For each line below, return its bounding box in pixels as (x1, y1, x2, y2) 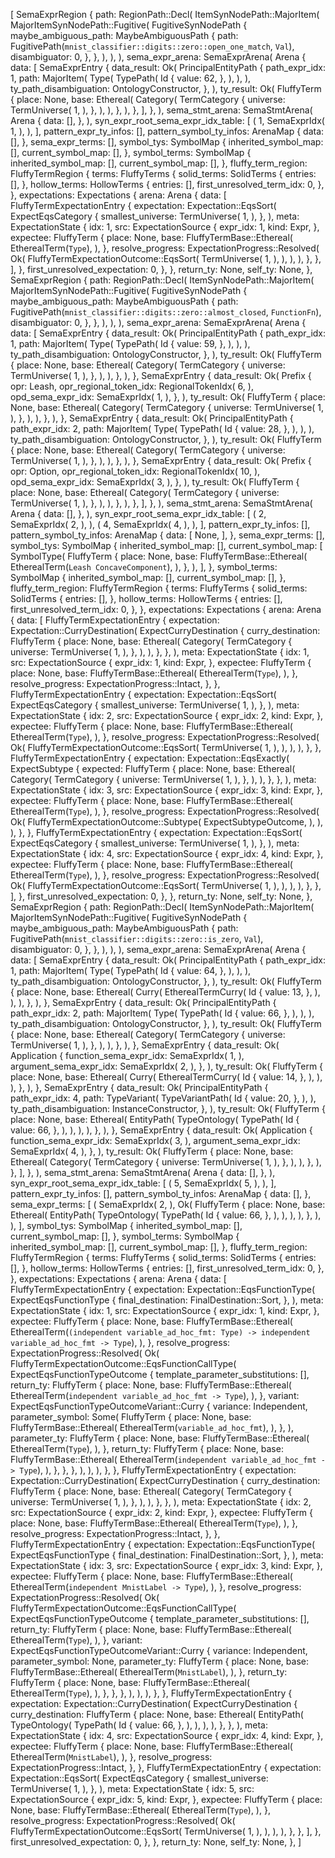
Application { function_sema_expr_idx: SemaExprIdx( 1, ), (10, 1050, 245, 1061)
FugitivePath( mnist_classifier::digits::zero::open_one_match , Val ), (10, 40, 295, 52)
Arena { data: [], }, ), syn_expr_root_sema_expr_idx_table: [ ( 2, (10, 508, 267, 519)
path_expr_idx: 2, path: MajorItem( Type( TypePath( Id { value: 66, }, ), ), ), (10, 1007, 315, 1019)
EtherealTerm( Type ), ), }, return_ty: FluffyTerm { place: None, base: (10, 1443, 284, 1454)
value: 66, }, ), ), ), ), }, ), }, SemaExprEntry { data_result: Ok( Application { (10, 1124, 313, 1136)
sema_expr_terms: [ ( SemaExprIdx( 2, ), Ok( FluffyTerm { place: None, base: (10, 1199, 326, 1210)
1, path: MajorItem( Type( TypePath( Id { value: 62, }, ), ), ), (10, 72, 252, 84)
